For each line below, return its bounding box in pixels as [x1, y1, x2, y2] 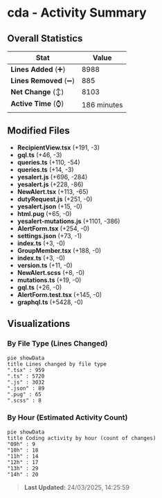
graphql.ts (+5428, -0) [17, 298, 83, 306]
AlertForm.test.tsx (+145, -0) [17, 290, 102, 299]
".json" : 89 [7, 384, 45, 392]
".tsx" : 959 [7, 366, 45, 373]
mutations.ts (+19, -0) [17, 276, 82, 284]
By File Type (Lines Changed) [7, 339, 108, 348]
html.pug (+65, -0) [17, 209, 72, 217]
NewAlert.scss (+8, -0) [17, 268, 85, 276]
